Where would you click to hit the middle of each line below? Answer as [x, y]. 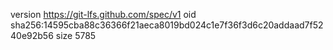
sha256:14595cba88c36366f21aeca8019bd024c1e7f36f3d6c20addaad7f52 [167, 25]
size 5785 [76, 35]
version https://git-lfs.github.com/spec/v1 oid [103, 14]
